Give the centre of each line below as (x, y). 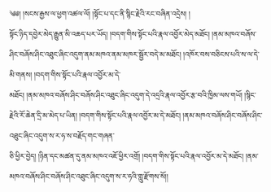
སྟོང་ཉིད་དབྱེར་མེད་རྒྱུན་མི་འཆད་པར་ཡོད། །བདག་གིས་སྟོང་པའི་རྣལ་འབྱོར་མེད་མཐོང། (110, 34)
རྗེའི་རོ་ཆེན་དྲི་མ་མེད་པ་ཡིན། (44, 115)
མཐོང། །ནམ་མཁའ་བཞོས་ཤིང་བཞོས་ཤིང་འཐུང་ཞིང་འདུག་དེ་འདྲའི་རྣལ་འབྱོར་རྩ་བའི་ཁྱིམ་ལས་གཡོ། (126, 95)
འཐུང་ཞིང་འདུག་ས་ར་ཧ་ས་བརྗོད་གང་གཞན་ (62, 135)
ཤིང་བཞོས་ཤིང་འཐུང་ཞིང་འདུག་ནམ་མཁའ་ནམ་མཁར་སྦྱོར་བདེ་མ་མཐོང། (95, 54)
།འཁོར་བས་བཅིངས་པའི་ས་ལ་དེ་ (221, 54)
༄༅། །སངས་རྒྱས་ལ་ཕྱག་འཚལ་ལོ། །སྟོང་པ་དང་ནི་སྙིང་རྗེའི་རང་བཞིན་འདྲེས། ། (100, 13)
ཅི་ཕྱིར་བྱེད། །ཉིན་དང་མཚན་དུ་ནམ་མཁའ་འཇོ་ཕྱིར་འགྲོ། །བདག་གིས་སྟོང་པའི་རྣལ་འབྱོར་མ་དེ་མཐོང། (127, 156)
